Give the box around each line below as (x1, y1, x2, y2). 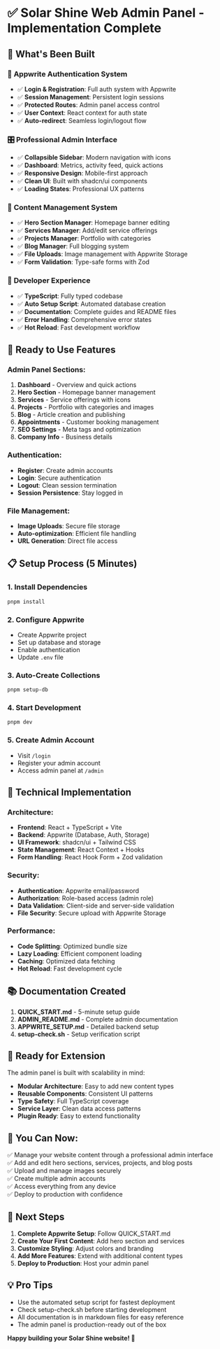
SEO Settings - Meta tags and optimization (17, 425, 141, 434)
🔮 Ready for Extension (7, 1050, 106, 1062)
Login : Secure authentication (17, 474, 101, 482)
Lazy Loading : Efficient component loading (17, 949, 142, 958)
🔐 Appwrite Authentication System (7, 69, 128, 78)
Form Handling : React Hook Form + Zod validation (17, 853, 163, 861)
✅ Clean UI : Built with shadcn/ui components (17, 177, 148, 185)
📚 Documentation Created (7, 985, 126, 998)
